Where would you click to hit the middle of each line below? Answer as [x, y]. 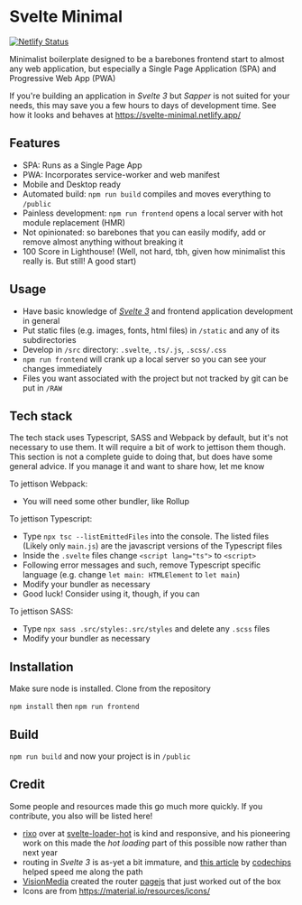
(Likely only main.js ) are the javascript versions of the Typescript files [152, 546]
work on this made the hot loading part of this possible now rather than [154, 843]
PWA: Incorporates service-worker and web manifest [121, 174]
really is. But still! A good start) [79, 261]
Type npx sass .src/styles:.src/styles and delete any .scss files [146, 629]
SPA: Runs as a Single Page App [82, 165]
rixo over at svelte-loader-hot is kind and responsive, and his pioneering [156, 833]
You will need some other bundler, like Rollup [105, 502]
